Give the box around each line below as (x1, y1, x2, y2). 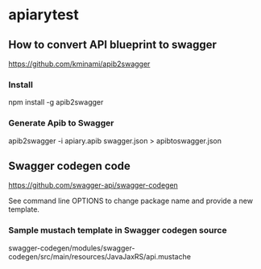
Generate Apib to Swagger (8, 118, 114, 129)
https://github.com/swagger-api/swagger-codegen (8, 180, 179, 190)
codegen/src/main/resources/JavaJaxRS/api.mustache (8, 251, 192, 261)
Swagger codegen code (8, 159, 131, 172)
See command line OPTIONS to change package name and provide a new (8, 196, 254, 206)
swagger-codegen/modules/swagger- (8, 243, 135, 253)
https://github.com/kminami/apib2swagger (8, 59, 151, 68)
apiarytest (8, 6, 79, 24)
